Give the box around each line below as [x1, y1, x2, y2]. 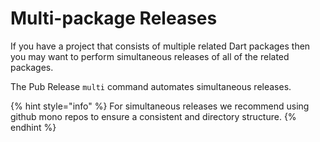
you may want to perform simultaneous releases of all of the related [10, 50, 290, 62]
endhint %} [10, 121, 57, 133]
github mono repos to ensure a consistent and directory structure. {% [10, 110, 297, 122]
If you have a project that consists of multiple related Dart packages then [10, 40, 311, 52]
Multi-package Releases [10, 7, 218, 30]
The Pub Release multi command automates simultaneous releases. [10, 80, 292, 92]
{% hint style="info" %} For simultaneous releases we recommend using [10, 100, 310, 112]
